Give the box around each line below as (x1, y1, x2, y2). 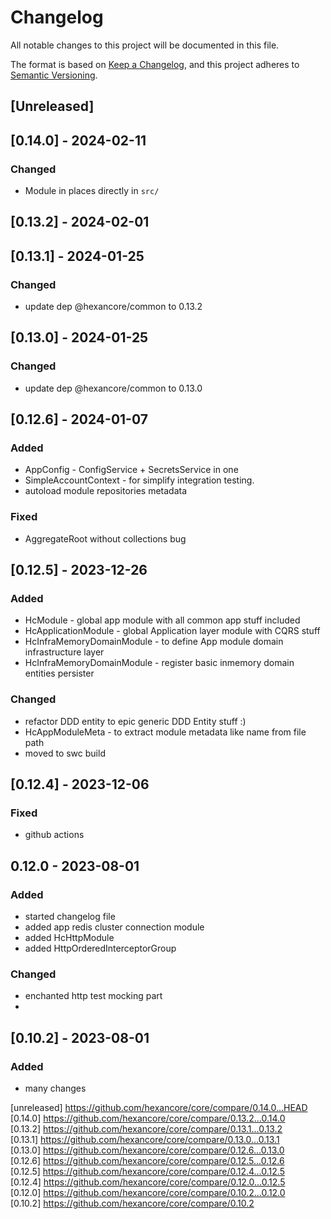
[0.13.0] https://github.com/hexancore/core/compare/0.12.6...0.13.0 (10, 1144, 285, 1156)
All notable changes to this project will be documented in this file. (10, 39, 280, 51)
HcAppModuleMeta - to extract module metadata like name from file (24, 726, 307, 738)
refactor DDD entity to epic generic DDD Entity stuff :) (24, 715, 247, 727)
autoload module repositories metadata (24, 485, 188, 497)
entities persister (24, 667, 95, 680)
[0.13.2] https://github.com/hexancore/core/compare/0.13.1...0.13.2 (10, 1123, 283, 1135)
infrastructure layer (24, 646, 105, 658)
